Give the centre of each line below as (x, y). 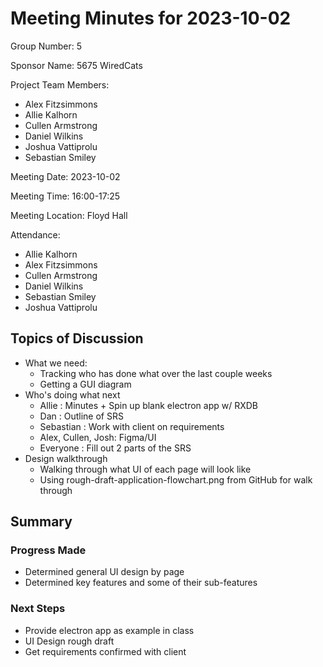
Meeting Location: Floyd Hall (69, 215)
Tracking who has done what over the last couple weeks (156, 373)
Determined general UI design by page (104, 572)
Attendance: (35, 234)
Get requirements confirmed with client (105, 651)
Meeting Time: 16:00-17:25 (65, 196)
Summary (41, 522)
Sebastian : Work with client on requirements (132, 426)
